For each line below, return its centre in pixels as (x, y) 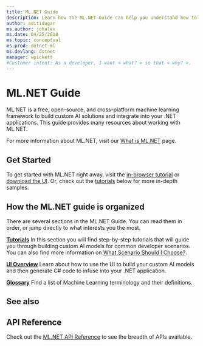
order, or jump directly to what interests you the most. (74, 228)
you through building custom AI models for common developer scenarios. (98, 246)
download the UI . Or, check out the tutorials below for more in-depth (92, 181)
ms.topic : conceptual (34, 40)
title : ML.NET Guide (33, 12)
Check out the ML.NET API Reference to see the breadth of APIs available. (99, 337)
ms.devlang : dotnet (31, 52)
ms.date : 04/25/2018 (33, 35)
